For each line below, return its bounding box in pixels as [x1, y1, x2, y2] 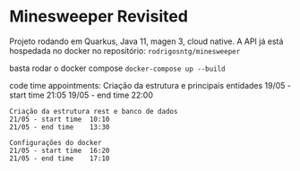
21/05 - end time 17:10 [9, 154, 110, 163]
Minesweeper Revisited [9, 6, 188, 27]
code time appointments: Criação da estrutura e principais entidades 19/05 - [9, 80, 291, 90]
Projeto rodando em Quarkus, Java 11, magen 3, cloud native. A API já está [9, 36, 284, 47]
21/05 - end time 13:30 [9, 123, 110, 132]
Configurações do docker [9, 138, 102, 147]
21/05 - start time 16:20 [9, 146, 110, 155]
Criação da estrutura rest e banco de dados [9, 107, 178, 115]
